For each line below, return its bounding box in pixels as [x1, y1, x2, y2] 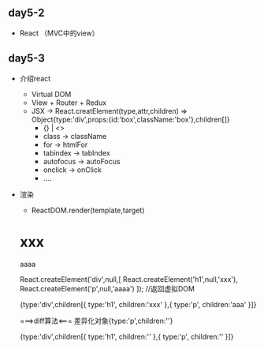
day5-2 [8, 6, 45, 20]
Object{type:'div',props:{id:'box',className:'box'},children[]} [31, 114, 230, 124]
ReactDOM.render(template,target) [31, 205, 145, 215]
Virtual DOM [31, 89, 72, 99]
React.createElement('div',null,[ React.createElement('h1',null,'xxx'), [19, 274, 238, 283]
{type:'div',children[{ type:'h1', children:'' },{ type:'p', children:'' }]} [19, 332, 234, 341]
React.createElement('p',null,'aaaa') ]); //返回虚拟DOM [19, 283, 195, 293]
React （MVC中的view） [19, 28, 99, 38]
